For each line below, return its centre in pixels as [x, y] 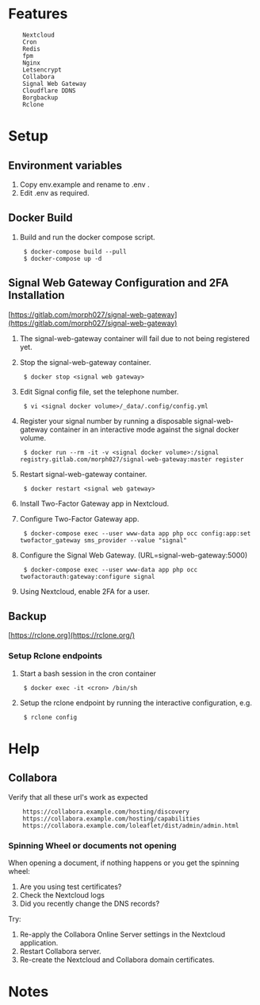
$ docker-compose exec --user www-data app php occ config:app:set [137, 534]
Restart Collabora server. [60, 951]
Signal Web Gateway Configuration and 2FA [119, 283]
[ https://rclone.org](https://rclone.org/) [72, 635]
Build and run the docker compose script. [88, 237]
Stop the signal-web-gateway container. [85, 362]
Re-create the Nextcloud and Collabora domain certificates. [117, 960]
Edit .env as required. [54, 192]
